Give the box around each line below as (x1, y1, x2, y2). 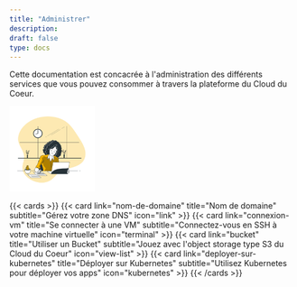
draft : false (9, 33, 59, 42)
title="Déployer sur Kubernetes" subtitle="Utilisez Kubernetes (57, 258, 287, 269)
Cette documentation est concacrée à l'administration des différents (9, 69, 264, 80)
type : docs (9, 43, 51, 52)
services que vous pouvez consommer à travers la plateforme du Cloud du (9, 79, 287, 89)
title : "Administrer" (9, 14, 91, 23)
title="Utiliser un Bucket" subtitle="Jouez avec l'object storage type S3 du (9, 239, 284, 250)
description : (9, 23, 59, 33)
